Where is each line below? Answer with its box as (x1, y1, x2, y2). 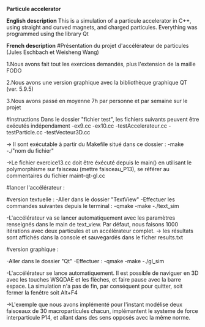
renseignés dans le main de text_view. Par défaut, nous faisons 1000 (6, 221, 179, 228)
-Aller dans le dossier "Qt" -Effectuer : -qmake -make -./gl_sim (6, 258, 165, 264)
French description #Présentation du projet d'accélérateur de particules (6, 42, 189, 49)
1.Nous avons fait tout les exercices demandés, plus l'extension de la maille (6, 61, 196, 67)
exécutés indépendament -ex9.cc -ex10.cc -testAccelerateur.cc (6, 122, 167, 129)
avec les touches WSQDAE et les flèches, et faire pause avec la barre (6, 276, 182, 283)
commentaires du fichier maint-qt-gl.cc (6, 172, 106, 179)
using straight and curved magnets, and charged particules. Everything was (6, 24, 198, 31)
